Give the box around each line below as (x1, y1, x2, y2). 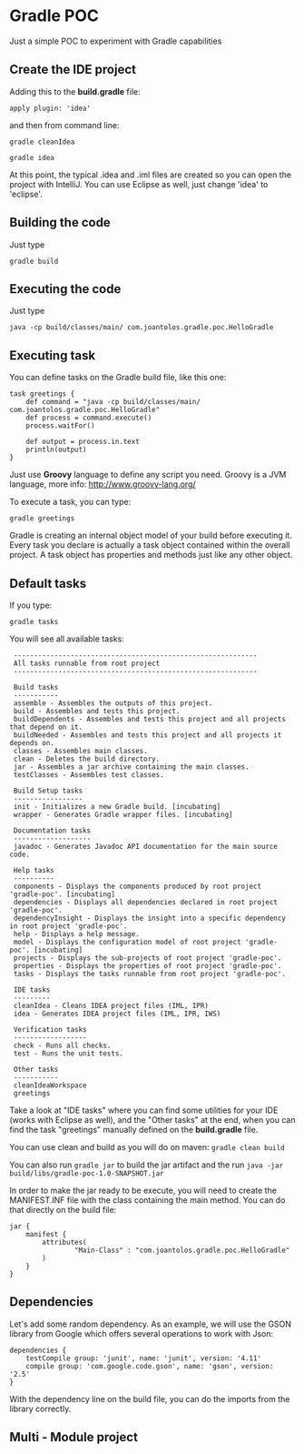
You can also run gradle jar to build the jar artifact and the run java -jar (9, 1159, 284, 1170)
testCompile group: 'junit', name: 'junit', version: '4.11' (25, 1353, 261, 1363)
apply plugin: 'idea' (9, 104, 92, 113)
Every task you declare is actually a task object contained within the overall (9, 540, 290, 550)
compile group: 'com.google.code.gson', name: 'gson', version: (25, 1361, 274, 1370)
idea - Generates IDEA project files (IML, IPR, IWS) (13, 1009, 221, 1018)
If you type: (9, 600, 53, 611)
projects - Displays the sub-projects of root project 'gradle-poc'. (13, 954, 282, 963)
